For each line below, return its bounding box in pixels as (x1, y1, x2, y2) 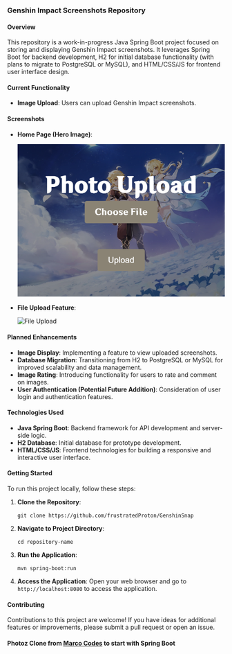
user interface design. (7, 68, 70, 76)
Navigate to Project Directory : (17, 524, 105, 533)
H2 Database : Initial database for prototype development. (17, 439, 182, 447)
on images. (17, 378, 50, 386)
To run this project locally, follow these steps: (7, 484, 136, 493)
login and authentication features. (17, 392, 113, 400)
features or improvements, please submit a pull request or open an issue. (7, 623, 215, 632)
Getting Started (7, 469, 53, 477)
